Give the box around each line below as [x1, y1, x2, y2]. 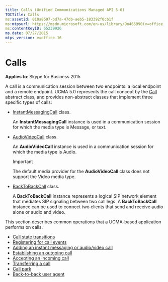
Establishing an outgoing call [12, 249, 72, 256]
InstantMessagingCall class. [12, 109, 71, 115]
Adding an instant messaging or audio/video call [12, 244, 113, 250]
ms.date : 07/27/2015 [5, 31, 49, 36]
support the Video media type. [12, 174, 76, 180]
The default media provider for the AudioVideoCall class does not [12, 168, 150, 174]
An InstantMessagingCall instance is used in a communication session [12, 118, 160, 124]
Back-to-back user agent [12, 271, 65, 277]
